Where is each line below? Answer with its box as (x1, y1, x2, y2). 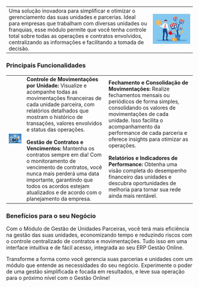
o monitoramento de (26, 157, 76, 165)
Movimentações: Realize (108, 85, 170, 92)
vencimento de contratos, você (26, 164, 102, 171)
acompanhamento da (108, 122, 161, 130)
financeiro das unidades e (108, 173, 172, 180)
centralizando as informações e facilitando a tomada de (8, 38, 144, 46)
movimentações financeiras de (26, 95, 102, 102)
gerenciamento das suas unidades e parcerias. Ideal (8, 13, 136, 21)
